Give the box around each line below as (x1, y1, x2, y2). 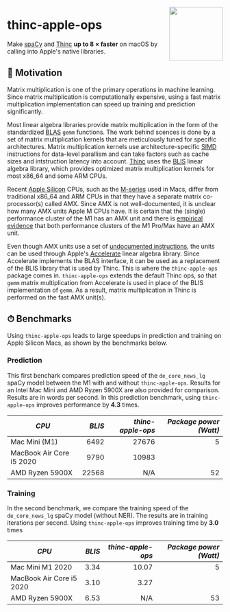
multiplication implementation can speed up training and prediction (7, 100, 196, 108)
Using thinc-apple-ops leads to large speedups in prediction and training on (7, 331, 222, 339)
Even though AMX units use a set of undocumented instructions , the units (7, 242, 215, 250)
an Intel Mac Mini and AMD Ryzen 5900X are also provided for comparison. (7, 385, 220, 394)
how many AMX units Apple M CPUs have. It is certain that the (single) (7, 207, 206, 215)
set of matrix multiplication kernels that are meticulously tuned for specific (7, 135, 217, 144)
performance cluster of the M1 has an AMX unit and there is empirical (7, 214, 203, 223)
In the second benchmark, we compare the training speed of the (7, 504, 189, 512)
